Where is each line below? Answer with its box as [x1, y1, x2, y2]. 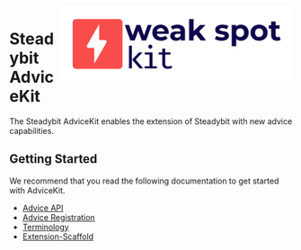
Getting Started [9, 151, 98, 167]
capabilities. [9, 125, 54, 136]
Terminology [22, 221, 69, 232]
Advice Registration [22, 211, 96, 222]
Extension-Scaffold [22, 231, 94, 242]
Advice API [22, 202, 64, 213]
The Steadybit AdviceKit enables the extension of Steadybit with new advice [9, 115, 293, 127]
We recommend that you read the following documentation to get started [9, 175, 279, 186]
